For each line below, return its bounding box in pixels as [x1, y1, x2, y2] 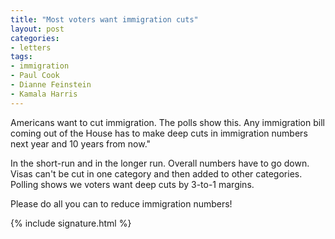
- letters [10, 42, 52, 53]
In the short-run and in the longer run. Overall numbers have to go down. [10, 157, 310, 169]
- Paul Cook [10, 71, 60, 81]
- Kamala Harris [10, 89, 78, 99]
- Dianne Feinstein [10, 80, 92, 90]
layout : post [10, 24, 65, 34]
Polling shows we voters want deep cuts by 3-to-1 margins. [10, 178, 255, 190]
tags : [10, 52, 33, 62]
